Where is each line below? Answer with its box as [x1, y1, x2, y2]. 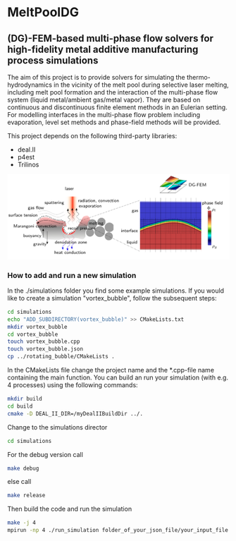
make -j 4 [7, 519, 37, 526]
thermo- [186, 73, 211, 81]
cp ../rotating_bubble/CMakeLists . [7, 353, 115, 360]
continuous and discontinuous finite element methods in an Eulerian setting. [7, 103, 228, 111]
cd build [7, 403, 33, 410]
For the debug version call [7, 450, 83, 458]
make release [7, 492, 46, 499]
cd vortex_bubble [7, 331, 58, 338]
